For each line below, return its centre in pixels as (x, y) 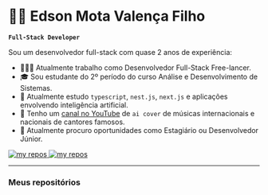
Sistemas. (36, 88)
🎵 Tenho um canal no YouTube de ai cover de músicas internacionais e (137, 113)
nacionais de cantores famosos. (72, 122)
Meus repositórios (45, 182)
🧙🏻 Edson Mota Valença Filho (107, 16)
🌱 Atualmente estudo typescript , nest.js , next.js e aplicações (124, 96)
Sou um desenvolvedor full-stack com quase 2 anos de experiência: (120, 52)
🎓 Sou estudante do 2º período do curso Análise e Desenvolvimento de (138, 76)
